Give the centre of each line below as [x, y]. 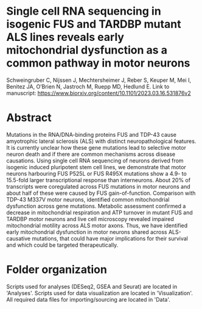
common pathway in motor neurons [98, 63]
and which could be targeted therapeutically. [62, 245]
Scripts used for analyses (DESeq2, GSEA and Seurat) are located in [92, 286]
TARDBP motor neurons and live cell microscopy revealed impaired [90, 219]
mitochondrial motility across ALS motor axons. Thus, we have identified [97, 225]
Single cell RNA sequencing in [84, 11]
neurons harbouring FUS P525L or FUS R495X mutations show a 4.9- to [96, 173]
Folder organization [57, 270]
